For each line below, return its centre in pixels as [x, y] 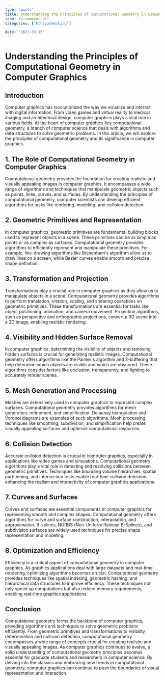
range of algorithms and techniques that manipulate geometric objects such [82, 189]
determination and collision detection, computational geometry [69, 637]
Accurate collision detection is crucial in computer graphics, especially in [79, 456]
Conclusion [23, 609]
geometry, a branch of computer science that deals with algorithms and [78, 128]
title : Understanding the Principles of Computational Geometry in [76, 14]
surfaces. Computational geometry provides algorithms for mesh [71, 408]
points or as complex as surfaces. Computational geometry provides [74, 242]
